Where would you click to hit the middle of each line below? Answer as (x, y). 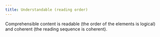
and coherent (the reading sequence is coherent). (56, 29)
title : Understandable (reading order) (47, 10)
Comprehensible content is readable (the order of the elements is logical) (80, 24)
